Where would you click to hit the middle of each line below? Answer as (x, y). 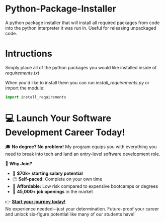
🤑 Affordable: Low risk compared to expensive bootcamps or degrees (85, 186)
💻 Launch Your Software (58, 118)
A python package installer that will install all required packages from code (82, 23)
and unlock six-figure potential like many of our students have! (70, 214)
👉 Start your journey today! (35, 201)
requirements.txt (22, 73)
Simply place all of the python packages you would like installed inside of (81, 67)
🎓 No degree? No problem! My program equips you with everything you (81, 147)
